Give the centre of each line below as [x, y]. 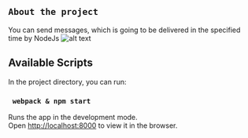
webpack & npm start [52, 101]
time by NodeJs [34, 38]
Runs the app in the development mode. [73, 117]
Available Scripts [50, 63]
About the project [53, 12]
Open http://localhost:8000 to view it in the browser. [93, 125]
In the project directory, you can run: [67, 82]
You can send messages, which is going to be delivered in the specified [124, 30]
